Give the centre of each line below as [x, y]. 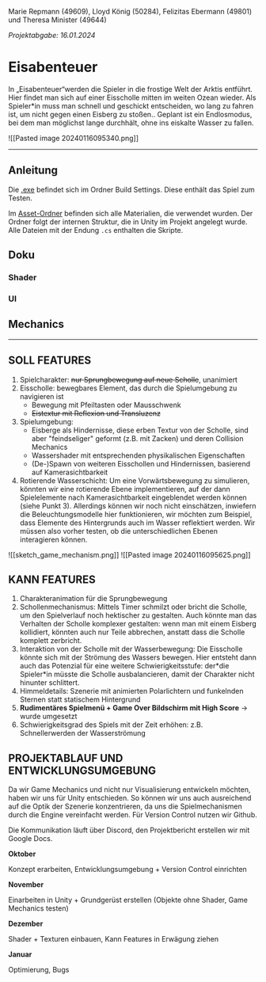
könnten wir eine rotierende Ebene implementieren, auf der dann [125, 489]
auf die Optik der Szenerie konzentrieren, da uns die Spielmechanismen [125, 806]
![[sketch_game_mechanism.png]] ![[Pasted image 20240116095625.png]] [129, 554]
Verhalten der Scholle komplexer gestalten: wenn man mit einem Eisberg [138, 624]
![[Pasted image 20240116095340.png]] [74, 138]
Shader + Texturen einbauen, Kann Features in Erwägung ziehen [114, 939]
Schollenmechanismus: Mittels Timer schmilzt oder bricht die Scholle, [133, 607]
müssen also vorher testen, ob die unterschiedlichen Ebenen [118, 531]
